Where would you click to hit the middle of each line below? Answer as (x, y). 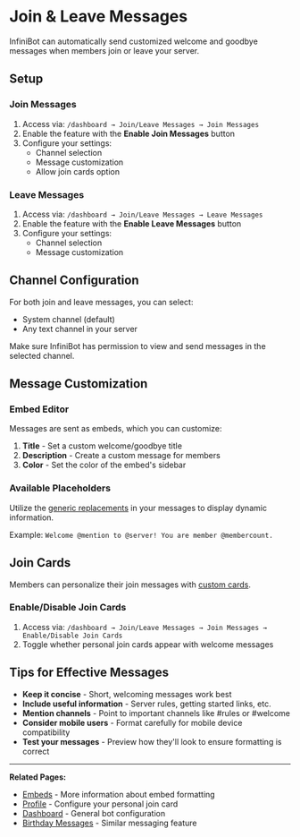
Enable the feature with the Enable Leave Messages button (132, 223)
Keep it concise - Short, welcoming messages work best (127, 694)
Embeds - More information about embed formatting (119, 794)
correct (36, 751)
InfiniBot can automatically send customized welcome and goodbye (134, 41)
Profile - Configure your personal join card (100, 804)
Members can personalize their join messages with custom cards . (130, 585)
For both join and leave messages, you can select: (101, 302)
